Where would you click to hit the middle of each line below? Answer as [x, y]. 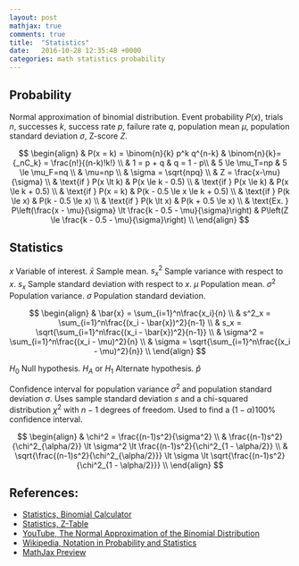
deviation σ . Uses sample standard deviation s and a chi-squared [129, 398]
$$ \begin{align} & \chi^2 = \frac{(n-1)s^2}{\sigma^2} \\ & [122, 436]
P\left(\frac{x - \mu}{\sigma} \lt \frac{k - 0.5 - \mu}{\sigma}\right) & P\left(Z [150, 210]
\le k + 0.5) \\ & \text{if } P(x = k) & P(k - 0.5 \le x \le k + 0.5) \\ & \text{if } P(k [150, 191]
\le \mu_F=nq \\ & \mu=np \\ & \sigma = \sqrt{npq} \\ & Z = [126, 172]
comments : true [37, 34]
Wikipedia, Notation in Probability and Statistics [109, 543]
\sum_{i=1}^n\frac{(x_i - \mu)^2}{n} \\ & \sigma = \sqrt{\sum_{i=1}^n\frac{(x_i [150, 342]
